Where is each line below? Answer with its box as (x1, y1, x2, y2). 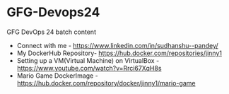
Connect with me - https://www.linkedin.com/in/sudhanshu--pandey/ (16, 41, 218, 49)
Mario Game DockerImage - (16, 71, 98, 80)
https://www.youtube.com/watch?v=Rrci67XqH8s (16, 64, 162, 72)
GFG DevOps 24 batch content (6, 28, 97, 36)
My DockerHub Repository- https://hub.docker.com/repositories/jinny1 (16, 49, 222, 57)
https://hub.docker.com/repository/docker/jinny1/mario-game (16, 78, 196, 87)
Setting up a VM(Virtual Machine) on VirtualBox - (16, 56, 160, 64)
